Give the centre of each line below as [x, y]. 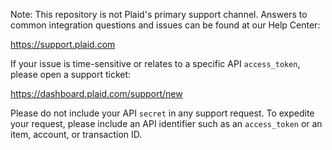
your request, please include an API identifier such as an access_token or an [166, 123]
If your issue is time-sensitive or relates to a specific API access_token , [155, 63]
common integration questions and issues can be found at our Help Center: [165, 25]
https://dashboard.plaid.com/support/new [96, 93]
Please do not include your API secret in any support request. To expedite [162, 113]
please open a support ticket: [71, 74]
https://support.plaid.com [63, 44]
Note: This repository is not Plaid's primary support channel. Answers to [159, 14]
